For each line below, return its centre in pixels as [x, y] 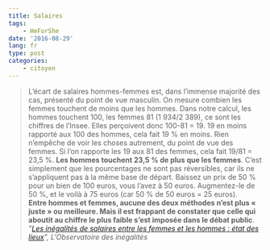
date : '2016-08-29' [41, 38]
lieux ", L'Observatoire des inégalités [88, 237]
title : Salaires [35, 16]
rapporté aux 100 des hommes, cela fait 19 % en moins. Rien [129, 134]
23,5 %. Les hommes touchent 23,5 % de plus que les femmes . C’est [145, 160]
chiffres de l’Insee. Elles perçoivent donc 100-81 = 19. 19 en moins [137, 125]
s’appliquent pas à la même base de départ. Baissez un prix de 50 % [142, 177]
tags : [17, 23]
